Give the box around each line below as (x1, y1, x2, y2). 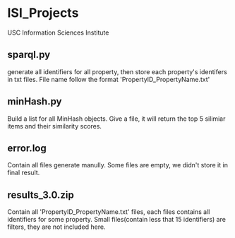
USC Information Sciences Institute (7, 28, 109, 37)
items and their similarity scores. (7, 121, 102, 130)
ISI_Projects (7, 5, 79, 21)
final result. (7, 168, 40, 177)
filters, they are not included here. (7, 222, 106, 231)
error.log (7, 142, 47, 154)
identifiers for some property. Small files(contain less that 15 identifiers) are (7, 215, 226, 224)
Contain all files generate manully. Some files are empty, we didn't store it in (7, 161, 228, 169)
